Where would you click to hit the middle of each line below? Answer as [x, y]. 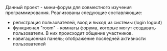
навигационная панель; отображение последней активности [79, 38]
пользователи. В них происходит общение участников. [73, 33]
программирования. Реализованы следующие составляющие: [74, 13]
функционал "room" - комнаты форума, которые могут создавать [84, 28]
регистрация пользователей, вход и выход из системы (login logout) [87, 22]
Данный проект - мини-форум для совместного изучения [68, 7]
